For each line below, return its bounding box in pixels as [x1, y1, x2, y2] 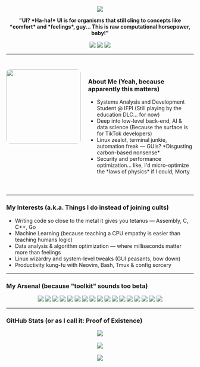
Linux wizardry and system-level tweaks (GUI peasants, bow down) [14, 255, 181, 262]
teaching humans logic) [14, 236, 73, 243]
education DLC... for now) [96, 111, 160, 119]
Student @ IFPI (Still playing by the [96, 105, 182, 112]
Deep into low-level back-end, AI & [96, 117, 183, 125]
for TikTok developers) [96, 130, 152, 137]
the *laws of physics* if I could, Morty [96, 168, 190, 175]
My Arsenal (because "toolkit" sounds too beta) [6, 282, 148, 290]
